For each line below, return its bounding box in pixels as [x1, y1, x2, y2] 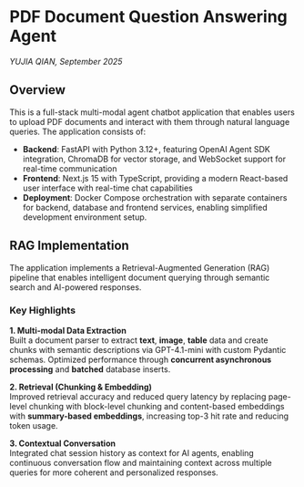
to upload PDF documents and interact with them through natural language [9, 116, 290, 127]
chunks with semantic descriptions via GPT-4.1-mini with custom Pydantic [9, 344, 287, 355]
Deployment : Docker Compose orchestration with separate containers [22, 192, 288, 202]
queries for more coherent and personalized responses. [9, 467, 218, 478]
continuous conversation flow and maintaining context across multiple [9, 457, 273, 468]
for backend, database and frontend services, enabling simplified [22, 202, 268, 212]
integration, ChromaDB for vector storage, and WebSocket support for [22, 153, 287, 164]
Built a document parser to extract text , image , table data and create [9, 335, 269, 346]
